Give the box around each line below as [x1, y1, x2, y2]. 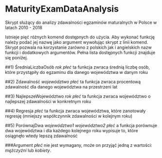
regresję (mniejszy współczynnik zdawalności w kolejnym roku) [5, 113, 133, 119]
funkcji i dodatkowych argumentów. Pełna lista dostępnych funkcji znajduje [5, 50, 156, 55]
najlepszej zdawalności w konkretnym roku [5, 98, 91, 104]
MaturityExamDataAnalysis [5, 3, 119, 15]
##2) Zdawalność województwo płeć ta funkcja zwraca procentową [5, 79, 141, 85]
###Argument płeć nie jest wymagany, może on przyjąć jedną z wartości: [5, 142, 152, 148]
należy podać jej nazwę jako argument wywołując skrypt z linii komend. [5, 39, 148, 45]
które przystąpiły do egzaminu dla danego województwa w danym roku [5, 69, 148, 75]
